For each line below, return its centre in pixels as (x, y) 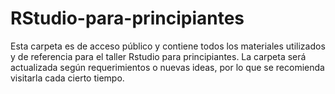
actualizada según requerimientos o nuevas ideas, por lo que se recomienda (167, 67)
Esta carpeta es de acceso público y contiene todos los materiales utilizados (168, 46)
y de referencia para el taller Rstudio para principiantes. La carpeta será (158, 56)
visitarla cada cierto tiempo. (67, 78)
